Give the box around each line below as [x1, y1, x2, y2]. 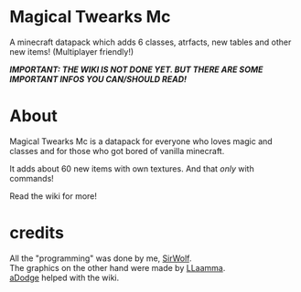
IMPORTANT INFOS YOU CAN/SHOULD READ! [9, 73, 188, 84]
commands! [9, 172, 55, 183]
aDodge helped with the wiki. [9, 272, 120, 283]
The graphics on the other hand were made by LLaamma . [9, 262, 226, 273]
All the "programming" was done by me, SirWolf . [9, 253, 192, 264]
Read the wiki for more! [9, 190, 98, 202]
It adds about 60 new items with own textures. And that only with [9, 162, 254, 174]
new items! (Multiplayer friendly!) [9, 46, 134, 57]
